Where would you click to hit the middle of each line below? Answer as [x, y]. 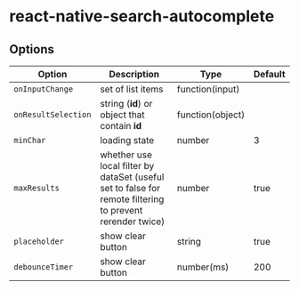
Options [32, 49]
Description [134, 74]
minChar [30, 140]
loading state [127, 140]
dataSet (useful [132, 177]
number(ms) [203, 267]
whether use [126, 155]
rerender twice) [133, 222]
